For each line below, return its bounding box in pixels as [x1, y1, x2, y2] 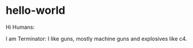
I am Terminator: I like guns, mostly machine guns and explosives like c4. [5, 35, 188, 42]
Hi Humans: [5, 23, 35, 31]
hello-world [5, 4, 66, 17]
